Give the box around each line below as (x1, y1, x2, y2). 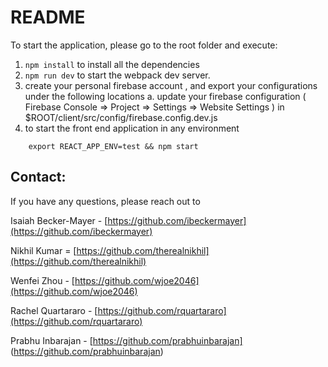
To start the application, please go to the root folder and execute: (10, 39, 278, 51)
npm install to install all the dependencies (24, 58, 200, 70)
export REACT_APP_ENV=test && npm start (28, 141, 199, 151)
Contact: (10, 169, 67, 186)
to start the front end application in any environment (24, 122, 240, 134)
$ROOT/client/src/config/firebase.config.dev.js (24, 111, 218, 123)
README (10, 6, 86, 29)
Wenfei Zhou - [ (10, 274, 75, 286)
